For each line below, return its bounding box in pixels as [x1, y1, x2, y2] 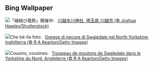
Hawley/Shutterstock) [5, 23, 49, 29]
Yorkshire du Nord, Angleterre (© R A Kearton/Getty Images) [5, 55, 128, 61]
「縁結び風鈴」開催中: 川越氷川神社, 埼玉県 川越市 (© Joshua [10, 17, 136, 23]
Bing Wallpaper [5, 4, 53, 12]
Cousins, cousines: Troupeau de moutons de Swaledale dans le [10, 50, 141, 56]
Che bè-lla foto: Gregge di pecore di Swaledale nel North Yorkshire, [10, 34, 149, 40]
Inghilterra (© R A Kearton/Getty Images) [5, 39, 89, 45]
